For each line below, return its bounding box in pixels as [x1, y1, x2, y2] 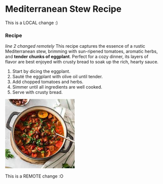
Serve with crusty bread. [12, 90, 63, 95]
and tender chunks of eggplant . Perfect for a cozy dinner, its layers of [5, 54, 149, 60]
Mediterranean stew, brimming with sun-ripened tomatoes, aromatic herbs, [5, 48, 158, 55]
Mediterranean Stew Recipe [5, 3, 122, 15]
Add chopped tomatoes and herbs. [12, 79, 83, 85]
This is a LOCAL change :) [5, 20, 58, 26]
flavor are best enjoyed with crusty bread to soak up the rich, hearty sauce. [5, 59, 159, 65]
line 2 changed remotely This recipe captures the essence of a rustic [5, 43, 146, 49]
